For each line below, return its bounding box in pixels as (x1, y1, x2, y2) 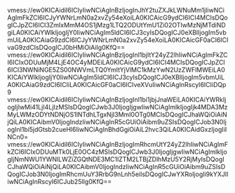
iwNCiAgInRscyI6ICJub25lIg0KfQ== (7, 178, 112, 185)
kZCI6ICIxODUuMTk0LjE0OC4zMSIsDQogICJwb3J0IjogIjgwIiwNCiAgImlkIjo (7, 147, 228, 156)
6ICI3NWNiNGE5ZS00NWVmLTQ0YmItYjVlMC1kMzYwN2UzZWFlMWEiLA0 (7, 66, 226, 74)
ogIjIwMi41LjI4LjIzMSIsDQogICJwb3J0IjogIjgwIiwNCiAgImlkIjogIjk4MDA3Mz (7, 103, 228, 111)
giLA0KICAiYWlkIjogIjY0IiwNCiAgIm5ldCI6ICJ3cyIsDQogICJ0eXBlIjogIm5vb (7, 28, 227, 36)
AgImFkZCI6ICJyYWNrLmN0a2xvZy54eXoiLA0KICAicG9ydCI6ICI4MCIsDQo (7, 13, 228, 22)
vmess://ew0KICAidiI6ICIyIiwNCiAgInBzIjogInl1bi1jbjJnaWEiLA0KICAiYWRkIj (7, 95, 227, 104)
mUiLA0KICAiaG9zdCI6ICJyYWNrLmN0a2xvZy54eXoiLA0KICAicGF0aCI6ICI (7, 36, 229, 44)
